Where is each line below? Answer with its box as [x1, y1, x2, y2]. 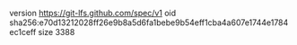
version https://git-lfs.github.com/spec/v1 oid [9, 8, 177, 18]
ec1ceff [9, 27, 37, 37]
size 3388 [38, 27, 75, 37]
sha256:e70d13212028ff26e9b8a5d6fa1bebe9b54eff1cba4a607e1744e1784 [9, 17, 289, 28]
